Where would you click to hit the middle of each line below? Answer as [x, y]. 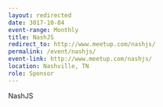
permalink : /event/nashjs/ [52, 52]
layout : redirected [40, 15]
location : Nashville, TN [49, 66]
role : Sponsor [31, 73]
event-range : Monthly [43, 30]
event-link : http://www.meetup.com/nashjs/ [80, 59]
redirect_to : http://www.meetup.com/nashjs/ [82, 45]
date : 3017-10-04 [36, 23]
